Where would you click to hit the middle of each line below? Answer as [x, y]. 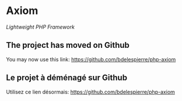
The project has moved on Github [68, 45]
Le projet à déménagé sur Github [66, 78]
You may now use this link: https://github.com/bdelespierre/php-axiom [91, 59]
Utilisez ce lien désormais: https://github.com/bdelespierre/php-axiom [90, 92]
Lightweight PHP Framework [40, 27]
